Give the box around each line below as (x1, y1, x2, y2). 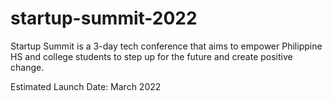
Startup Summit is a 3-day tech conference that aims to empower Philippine (10, 40, 323, 52)
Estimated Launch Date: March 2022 (10, 80, 162, 92)
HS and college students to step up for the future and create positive (10, 50, 293, 62)
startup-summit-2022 (10, 7, 198, 30)
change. (10, 61, 45, 73)
